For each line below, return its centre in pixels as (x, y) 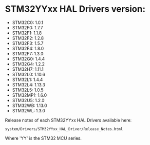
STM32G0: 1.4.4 (28, 59)
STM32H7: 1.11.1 (28, 69)
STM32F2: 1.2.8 (28, 38)
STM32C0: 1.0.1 (28, 22)
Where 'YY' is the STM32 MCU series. (43, 138)
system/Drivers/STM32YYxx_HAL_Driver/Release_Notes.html (64, 129)
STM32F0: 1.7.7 (28, 27)
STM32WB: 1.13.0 (29, 105)
